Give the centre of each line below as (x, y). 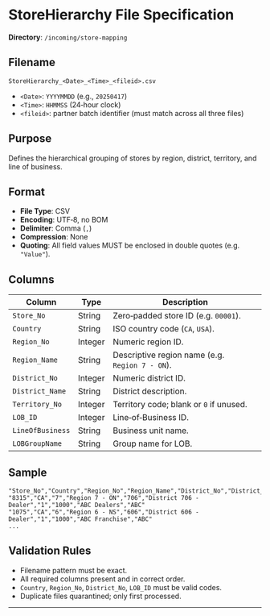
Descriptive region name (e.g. (168, 355)
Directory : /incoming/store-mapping (68, 37)
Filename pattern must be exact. (74, 570)
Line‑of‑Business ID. (150, 418)
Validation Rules (50, 551)
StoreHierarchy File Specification (121, 15)
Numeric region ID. (148, 342)
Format (27, 191)
